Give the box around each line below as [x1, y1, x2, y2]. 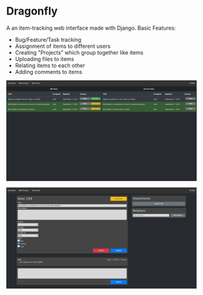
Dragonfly [6, 4, 58, 18]
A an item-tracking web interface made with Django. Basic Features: [6, 24, 176, 31]
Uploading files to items [14, 55, 74, 62]
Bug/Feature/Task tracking [14, 36, 82, 43]
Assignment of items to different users [14, 42, 111, 50]
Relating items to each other [14, 62, 86, 69]
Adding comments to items [14, 68, 83, 75]
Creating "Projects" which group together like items [14, 48, 144, 56]
